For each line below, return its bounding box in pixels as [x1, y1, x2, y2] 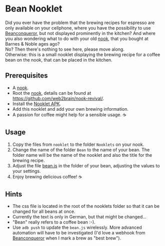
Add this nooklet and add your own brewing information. [12, 106, 129, 112]
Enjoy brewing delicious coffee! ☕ [12, 173, 82, 179]
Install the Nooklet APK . [12, 101, 61, 107]
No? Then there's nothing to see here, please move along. [5, 46, 125, 52]
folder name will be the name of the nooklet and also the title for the [12, 152, 152, 158]
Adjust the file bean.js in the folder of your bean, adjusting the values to [12, 162, 160, 168]
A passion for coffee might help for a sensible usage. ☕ [12, 111, 126, 118]
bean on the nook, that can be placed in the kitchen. [5, 57, 112, 63]
